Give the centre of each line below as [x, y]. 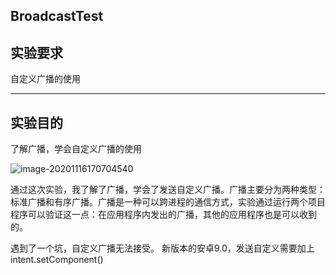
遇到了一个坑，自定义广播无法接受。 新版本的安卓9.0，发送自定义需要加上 [162, 248]
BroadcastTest [57, 16]
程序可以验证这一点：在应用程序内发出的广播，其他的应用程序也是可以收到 [163, 215]
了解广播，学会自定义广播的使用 [76, 149]
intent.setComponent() [57, 260]
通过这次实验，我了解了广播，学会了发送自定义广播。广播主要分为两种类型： [168, 190]
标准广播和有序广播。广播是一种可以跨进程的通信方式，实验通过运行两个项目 [168, 202]
